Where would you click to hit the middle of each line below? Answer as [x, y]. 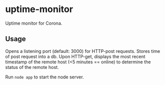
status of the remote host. [32, 67]
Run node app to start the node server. [45, 77]
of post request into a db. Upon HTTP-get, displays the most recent [75, 56]
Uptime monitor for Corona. [34, 23]
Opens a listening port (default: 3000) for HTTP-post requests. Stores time [83, 51]
